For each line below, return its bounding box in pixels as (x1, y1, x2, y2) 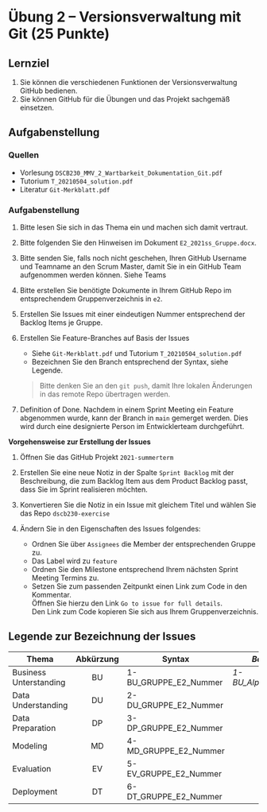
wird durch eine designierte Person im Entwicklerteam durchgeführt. (19, 421, 245, 431)
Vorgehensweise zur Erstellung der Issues (8, 437, 151, 447)
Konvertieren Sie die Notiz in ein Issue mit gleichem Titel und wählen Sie (19, 500, 257, 509)
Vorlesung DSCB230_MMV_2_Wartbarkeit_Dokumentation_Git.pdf (19, 168, 223, 177)
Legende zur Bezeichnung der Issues (8, 630, 196, 644)
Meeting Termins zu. (31, 573, 99, 582)
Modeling (12, 740, 48, 751)
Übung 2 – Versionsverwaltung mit (8, 8, 242, 26)
